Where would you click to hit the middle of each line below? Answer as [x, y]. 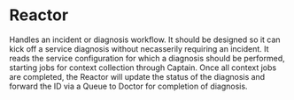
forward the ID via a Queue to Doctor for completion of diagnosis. [128, 86]
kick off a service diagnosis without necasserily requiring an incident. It [139, 48]
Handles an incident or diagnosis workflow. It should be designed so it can [145, 39]
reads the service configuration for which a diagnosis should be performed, [147, 58]
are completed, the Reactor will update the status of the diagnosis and [137, 76]
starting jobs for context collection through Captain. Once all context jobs [143, 68]
